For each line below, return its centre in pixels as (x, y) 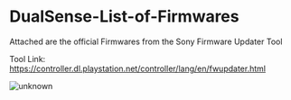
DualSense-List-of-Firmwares (124, 17)
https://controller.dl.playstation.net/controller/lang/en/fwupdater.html (138, 68)
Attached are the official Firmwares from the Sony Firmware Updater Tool (146, 41)
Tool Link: (28, 59)
